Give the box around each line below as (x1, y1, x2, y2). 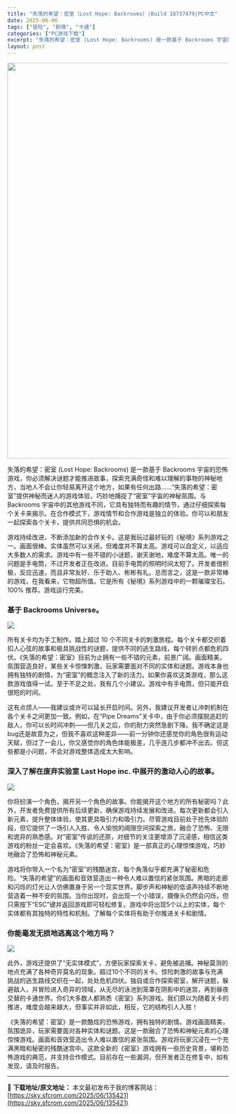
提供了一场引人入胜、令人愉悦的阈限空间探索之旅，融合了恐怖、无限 (31, 823, 229, 832)
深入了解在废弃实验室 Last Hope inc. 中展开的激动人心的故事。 (7, 766, 219, 776)
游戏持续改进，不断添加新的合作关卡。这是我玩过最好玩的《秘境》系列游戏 (7, 533, 223, 541)
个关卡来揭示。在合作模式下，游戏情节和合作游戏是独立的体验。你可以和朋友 (7, 509, 229, 517)
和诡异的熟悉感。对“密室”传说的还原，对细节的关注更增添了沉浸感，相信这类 (7, 832, 228, 841)
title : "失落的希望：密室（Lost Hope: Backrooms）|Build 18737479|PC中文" (7, 10, 218, 18)
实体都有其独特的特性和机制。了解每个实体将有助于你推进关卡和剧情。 (7, 909, 211, 917)
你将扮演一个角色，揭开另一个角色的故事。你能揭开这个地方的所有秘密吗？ (7, 797, 223, 806)
